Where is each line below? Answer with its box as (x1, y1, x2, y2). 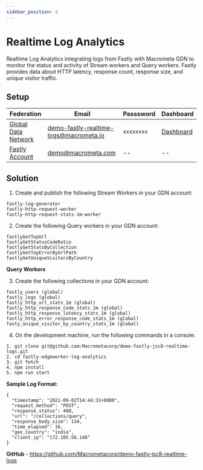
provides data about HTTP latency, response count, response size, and (6, 68, 183, 75)
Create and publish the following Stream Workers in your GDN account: (14, 189, 193, 197)
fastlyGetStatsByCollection (6, 245, 77, 251)
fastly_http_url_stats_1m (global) (6, 300, 96, 306)
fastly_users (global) (6, 289, 63, 296)
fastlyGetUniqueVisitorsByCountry (6, 255, 94, 261)
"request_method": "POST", (11, 403, 80, 409)
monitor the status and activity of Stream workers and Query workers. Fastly (6, 61, 196, 68)
